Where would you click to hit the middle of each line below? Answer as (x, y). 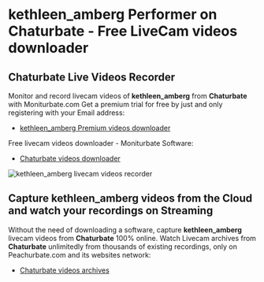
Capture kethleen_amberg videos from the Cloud (130, 199)
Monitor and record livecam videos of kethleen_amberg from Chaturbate (128, 96)
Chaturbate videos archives (65, 270)
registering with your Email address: (67, 113)
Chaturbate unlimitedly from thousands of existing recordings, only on (123, 247)
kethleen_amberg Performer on (113, 15)
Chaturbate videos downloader (70, 158)
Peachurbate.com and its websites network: (80, 254)
